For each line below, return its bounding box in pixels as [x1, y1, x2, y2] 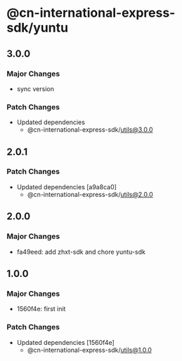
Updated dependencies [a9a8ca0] [16, 182, 117, 191]
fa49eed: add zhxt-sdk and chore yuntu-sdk [16, 247, 145, 256]
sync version [16, 84, 54, 93]
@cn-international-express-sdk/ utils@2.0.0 [27, 190, 153, 198]
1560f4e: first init [16, 305, 66, 313]
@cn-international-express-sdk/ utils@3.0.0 [27, 125, 153, 134]
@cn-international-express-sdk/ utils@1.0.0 [27, 346, 152, 354]
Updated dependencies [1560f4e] [16, 338, 115, 346]
